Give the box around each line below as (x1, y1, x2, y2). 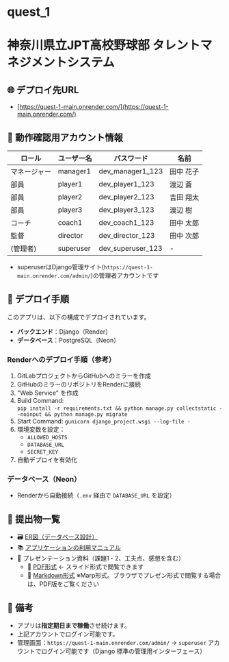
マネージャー (10, 167, 51, 176)
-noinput (16, 411, 42, 418)
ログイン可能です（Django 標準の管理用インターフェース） (40, 647, 206, 655)
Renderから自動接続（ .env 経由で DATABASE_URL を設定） (16, 491, 176, 500)
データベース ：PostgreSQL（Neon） (16, 336, 120, 344)
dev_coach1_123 (98, 218, 154, 227)
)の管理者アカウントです (90, 271, 159, 280)
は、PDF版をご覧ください (27, 580, 99, 588)
